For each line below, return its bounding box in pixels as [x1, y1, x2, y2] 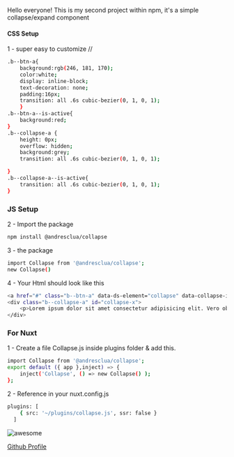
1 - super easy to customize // [7, 45, 93, 53]
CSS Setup [7, 29, 40, 38]
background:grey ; [19, 149, 70, 156]
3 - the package [7, 246, 54, 254]
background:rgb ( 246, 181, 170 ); [19, 65, 114, 72]
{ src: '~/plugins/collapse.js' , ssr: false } [19, 410, 157, 417]
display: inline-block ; [19, 77, 89, 84]
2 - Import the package [7, 220, 74, 228]
